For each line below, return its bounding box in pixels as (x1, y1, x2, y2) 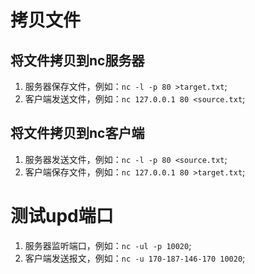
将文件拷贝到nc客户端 (10, 125, 145, 142)
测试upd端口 (10, 205, 114, 227)
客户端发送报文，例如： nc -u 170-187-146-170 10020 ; (24, 252, 246, 264)
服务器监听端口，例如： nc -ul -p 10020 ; (24, 239, 192, 251)
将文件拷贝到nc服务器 (10, 52, 145, 69)
